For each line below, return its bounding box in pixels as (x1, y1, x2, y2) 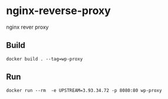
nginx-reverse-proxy (6, 4, 111, 18)
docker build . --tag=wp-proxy (6, 56, 83, 62)
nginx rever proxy (6, 23, 49, 30)
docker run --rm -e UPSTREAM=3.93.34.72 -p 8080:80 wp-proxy (6, 87, 162, 93)
